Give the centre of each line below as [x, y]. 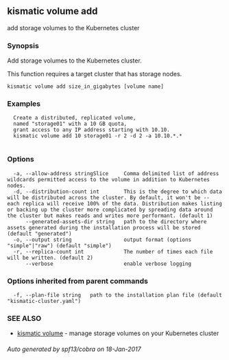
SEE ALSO [24, 318]
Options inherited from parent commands [78, 281]
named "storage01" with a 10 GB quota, [70, 124]
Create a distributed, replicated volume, [75, 118]
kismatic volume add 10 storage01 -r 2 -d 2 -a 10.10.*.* [98, 136]
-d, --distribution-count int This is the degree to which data [118, 192]
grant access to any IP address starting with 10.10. [92, 130]
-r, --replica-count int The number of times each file [113, 251]
